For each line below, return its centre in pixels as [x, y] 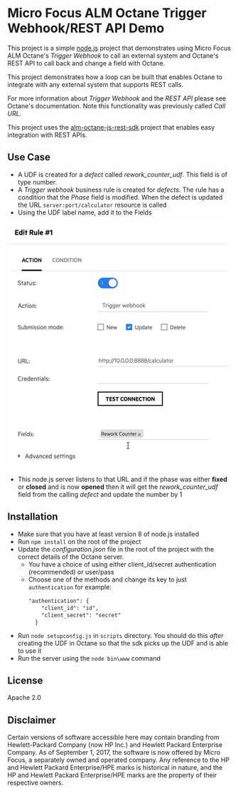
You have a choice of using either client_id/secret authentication [122, 564]
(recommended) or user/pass [71, 572]
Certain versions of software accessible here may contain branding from [113, 737]
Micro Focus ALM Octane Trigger [107, 13]
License [25, 680]
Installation [33, 517]
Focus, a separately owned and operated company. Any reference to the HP [119, 760]
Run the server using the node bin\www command [89, 658]
